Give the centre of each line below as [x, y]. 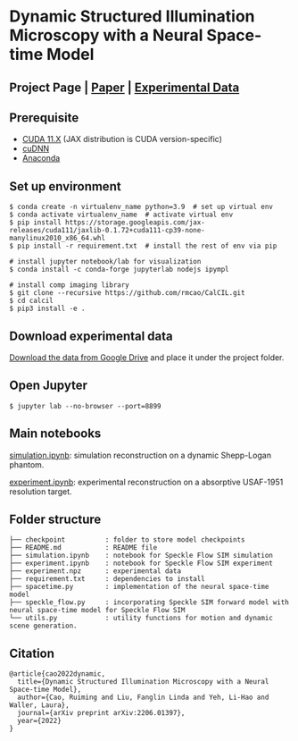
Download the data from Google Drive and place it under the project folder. [147, 358]
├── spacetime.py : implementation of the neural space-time [139, 587]
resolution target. [41, 491]
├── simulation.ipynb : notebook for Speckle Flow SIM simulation [141, 556]
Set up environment [66, 186]
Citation [32, 653]
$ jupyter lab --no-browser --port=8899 [86, 406]
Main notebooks [55, 434]
